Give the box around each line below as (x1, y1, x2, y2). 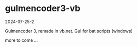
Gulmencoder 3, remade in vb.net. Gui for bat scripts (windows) (5, 28, 133, 34)
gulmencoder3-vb (5, 3, 81, 14)
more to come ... (5, 37, 38, 43)
